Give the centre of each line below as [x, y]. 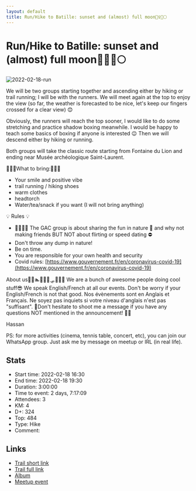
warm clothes [31, 192]
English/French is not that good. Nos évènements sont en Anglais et [88, 294]
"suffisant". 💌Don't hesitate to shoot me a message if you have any [87, 307]
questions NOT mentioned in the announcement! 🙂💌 [69, 313]
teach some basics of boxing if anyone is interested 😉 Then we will [87, 134]
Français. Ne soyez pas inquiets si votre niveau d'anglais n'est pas [86, 301]
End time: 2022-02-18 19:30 [49, 381]
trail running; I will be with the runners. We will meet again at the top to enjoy [98, 97]
